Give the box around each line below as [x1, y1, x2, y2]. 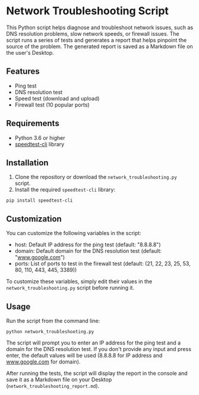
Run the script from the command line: [6, 317, 100, 324]
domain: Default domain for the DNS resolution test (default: [14, 247, 162, 255]
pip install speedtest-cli [6, 197, 73, 203]
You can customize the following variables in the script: [6, 230, 141, 237]
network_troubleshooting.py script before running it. [6, 284, 135, 291]
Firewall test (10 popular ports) [14, 101, 90, 108]
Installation [6, 158, 49, 168]
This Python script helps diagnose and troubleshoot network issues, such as [6, 24, 194, 31]
